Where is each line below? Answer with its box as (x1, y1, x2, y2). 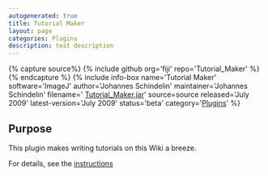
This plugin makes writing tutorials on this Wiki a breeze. (8, 143, 197, 153)
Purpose (8, 122, 53, 136)
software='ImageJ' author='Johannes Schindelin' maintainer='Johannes (8, 82, 249, 91)
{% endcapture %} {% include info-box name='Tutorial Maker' (8, 73, 217, 82)
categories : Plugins (8, 34, 79, 43)
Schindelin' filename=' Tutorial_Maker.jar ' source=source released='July (8, 90, 249, 99)
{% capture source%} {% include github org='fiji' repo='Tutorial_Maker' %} (8, 64, 261, 73)
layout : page (8, 27, 53, 35)
